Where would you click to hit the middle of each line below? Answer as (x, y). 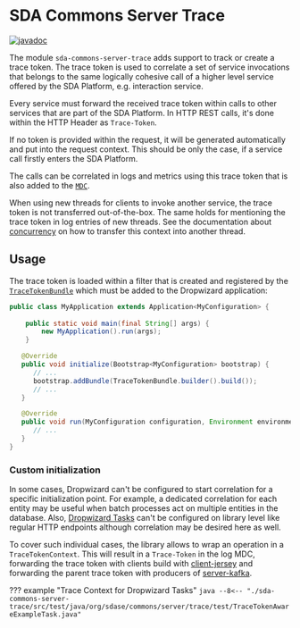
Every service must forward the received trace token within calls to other (143, 103)
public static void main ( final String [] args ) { (117, 323)
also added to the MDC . (50, 185)
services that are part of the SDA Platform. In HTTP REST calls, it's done (142, 113)
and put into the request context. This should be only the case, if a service (146, 149)
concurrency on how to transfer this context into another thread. (127, 231)
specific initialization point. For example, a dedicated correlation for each (143, 499)
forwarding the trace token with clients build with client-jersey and (131, 564)
